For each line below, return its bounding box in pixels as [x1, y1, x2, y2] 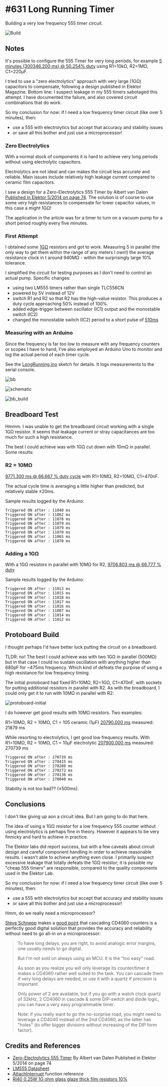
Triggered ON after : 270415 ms [5, 759, 73, 764]
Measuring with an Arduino [5, 329, 73, 336]
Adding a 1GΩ [5, 550, 39, 557]
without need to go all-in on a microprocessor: [5, 930, 101, 936]
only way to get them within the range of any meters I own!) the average [5, 250, 154, 256]
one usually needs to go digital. [17, 945, 83, 951]
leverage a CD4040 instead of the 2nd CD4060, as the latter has [17, 1016, 151, 1022]
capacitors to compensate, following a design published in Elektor [5, 83, 141, 89]
